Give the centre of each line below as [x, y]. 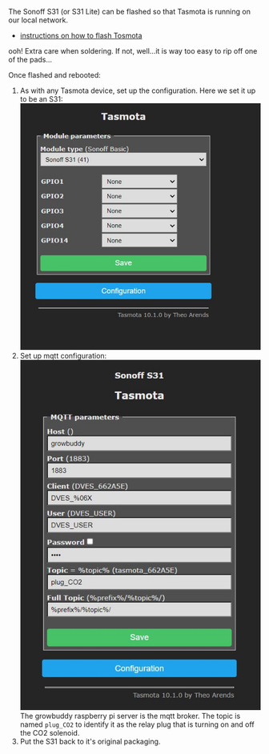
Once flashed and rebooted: [55, 75]
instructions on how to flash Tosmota [81, 36]
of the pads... [30, 60]
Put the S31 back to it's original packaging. [90, 741]
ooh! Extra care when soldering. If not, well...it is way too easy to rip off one [133, 51]
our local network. [38, 20]
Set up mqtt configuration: [63, 356]
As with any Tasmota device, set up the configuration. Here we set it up [138, 90]
